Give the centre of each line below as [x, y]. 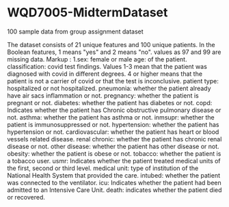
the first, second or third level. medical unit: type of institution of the [103, 168]
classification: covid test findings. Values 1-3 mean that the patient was [107, 66]
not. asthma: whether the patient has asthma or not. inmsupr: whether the [111, 117]
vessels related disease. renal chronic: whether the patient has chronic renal [114, 139]
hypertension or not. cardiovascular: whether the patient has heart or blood [113, 132]
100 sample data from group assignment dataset [75, 31]
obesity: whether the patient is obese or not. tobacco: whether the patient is [114, 153]
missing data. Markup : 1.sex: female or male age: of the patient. [97, 59]
